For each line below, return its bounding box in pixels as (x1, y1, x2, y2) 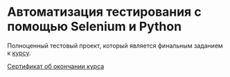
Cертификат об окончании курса (7, 62, 105, 70)
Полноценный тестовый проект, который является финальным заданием (7, 41, 223, 49)
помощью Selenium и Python (7, 19, 182, 34)
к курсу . (7, 49, 31, 57)
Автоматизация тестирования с (7, 4, 202, 20)
